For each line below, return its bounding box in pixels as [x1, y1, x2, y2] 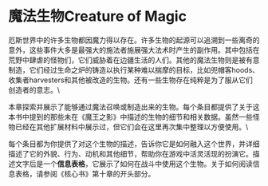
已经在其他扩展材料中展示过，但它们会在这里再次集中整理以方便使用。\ [14, 121, 249, 132]
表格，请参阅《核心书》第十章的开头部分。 [14, 168, 156, 178]
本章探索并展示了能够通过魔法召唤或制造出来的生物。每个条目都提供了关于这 [8, 101, 260, 112]
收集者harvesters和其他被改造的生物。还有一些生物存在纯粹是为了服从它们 [8, 75, 254, 85]
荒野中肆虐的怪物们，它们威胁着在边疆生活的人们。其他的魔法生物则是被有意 [8, 55, 260, 65]
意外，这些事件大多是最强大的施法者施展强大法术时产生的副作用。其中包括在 [8, 45, 260, 54]
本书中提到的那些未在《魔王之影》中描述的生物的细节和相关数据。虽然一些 [8, 112, 253, 121]
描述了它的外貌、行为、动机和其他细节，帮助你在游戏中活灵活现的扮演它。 [8, 148, 253, 158]
